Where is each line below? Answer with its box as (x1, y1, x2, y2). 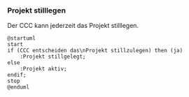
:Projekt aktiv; (20, 66, 68, 73)
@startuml (7, 35, 36, 42)
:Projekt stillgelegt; (20, 53, 86, 61)
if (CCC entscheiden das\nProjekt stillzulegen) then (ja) (7, 47, 183, 54)
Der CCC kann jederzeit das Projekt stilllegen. (7, 22, 139, 30)
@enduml (7, 84, 30, 91)
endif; (7, 72, 27, 79)
